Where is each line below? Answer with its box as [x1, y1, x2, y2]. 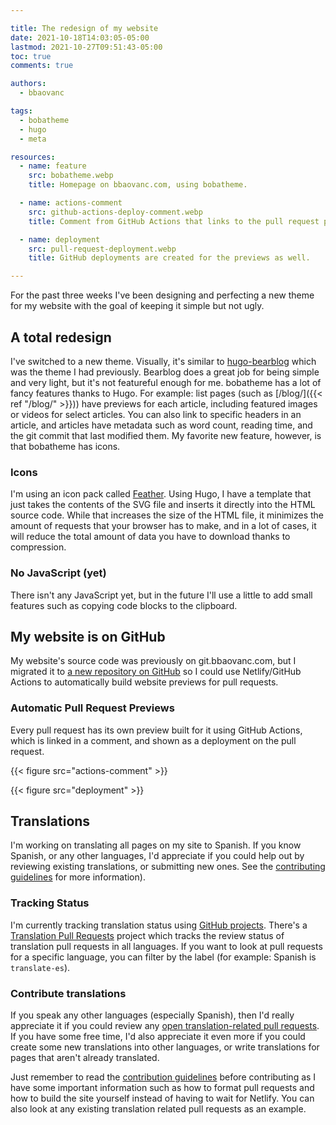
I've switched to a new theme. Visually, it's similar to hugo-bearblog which [10, 355, 317, 367]
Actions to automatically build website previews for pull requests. [10, 676, 279, 688]
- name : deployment [19, 234, 101, 245]
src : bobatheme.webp [28, 171, 114, 181]
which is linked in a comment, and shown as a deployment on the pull [10, 734, 297, 746]
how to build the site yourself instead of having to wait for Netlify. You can [10, 1092, 315, 1105]
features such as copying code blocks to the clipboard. [10, 599, 238, 611]
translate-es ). [10, 961, 71, 973]
